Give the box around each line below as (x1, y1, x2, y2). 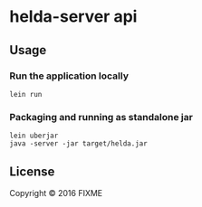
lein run (9, 89, 43, 99)
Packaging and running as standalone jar (9, 110, 193, 123)
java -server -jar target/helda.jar (9, 139, 148, 148)
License (9, 164, 55, 179)
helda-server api (9, 6, 138, 27)
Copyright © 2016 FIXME (9, 187, 103, 198)
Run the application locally (9, 70, 130, 82)
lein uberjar (9, 131, 59, 141)
